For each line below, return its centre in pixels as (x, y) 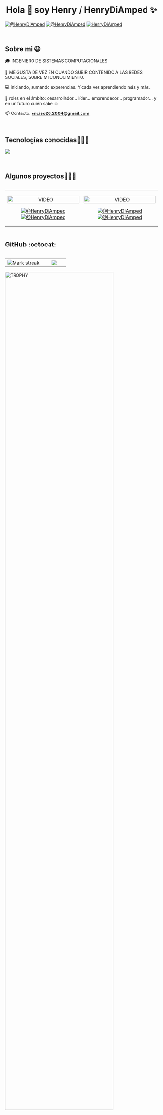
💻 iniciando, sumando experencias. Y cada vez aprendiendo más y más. (78, 87)
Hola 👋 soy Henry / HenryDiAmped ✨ (81, 10)
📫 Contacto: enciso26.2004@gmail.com (47, 113)
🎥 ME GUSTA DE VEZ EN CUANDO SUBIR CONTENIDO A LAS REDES (74, 72)
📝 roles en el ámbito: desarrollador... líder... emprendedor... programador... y (81, 98)
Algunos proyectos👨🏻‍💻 (41, 176)
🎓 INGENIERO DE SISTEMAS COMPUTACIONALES (56, 61)
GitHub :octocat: (31, 245)
